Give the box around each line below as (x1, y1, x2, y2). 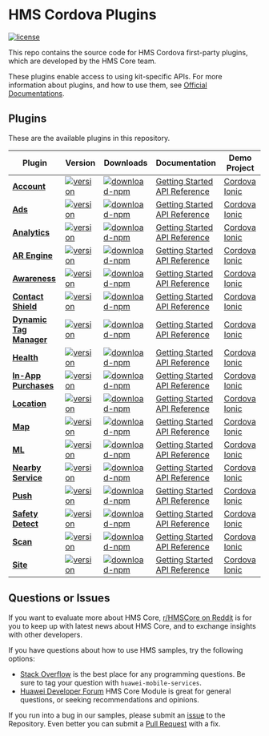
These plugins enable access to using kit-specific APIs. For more (8, 71, 223, 81)
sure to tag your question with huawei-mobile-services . (19, 678, 203, 687)
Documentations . (8, 88, 66, 98)
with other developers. (8, 629, 82, 639)
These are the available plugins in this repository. (8, 133, 171, 143)
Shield (12, 300, 38, 312)
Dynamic (12, 314, 47, 325)
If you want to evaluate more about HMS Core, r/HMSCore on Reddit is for (8, 613, 252, 622)
